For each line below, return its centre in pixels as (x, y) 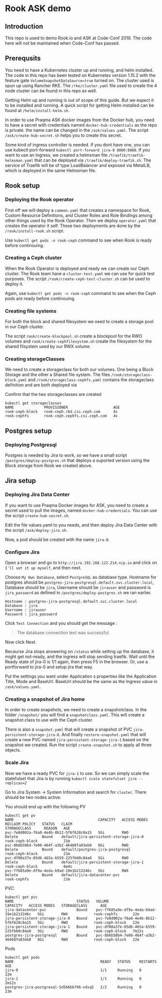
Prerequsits (23, 58)
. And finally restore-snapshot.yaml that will (102, 735)
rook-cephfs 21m (37, 879)
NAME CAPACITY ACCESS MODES (77, 820)
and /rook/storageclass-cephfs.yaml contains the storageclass (91, 380)
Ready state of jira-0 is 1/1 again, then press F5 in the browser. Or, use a (77, 662)
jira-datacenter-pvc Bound (46, 910)
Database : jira (21, 606)
